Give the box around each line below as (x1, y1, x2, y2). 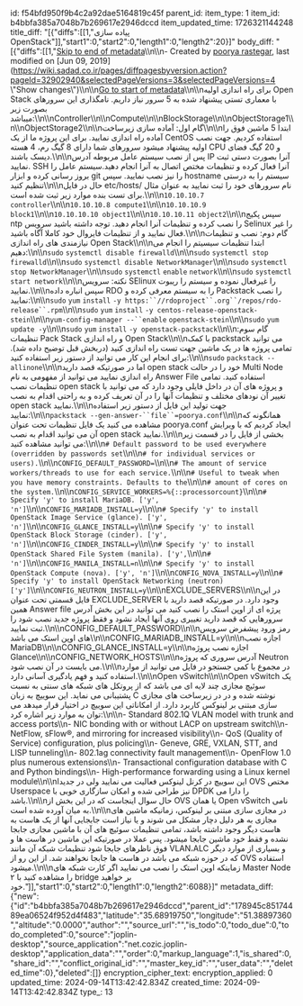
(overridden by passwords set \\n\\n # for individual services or (10, 448, 255, 458)
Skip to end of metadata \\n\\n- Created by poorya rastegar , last (56, 46, 290, 57)
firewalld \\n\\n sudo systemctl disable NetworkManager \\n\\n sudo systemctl (10, 257, 288, 267)
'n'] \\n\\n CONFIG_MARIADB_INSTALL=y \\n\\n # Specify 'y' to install (10, 503, 259, 514)
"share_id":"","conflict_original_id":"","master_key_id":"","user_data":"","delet (10, 958, 293, 968)
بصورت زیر (10, 104, 48, 113)
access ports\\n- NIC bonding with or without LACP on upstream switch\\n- (10, 719, 289, 729)
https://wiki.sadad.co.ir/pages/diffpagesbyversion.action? (13, 65, 227, 76)
